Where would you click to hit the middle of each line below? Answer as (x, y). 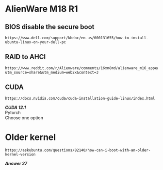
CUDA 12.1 (16, 107)
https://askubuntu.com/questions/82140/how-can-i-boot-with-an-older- (78, 150)
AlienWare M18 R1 (41, 9)
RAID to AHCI (25, 57)
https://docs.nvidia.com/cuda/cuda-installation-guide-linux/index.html (80, 98)
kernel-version (20, 154)
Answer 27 (16, 163)
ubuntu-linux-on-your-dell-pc (36, 42)
